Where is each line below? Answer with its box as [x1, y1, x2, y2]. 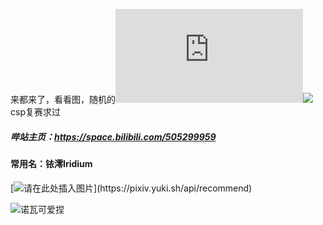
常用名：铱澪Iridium [10, 157, 93, 169]
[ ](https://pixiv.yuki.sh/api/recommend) [10, 182, 253, 194]
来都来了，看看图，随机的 [10, 94, 116, 105]
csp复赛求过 [10, 106, 61, 118]
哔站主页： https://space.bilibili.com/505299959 [10, 130, 217, 143]
